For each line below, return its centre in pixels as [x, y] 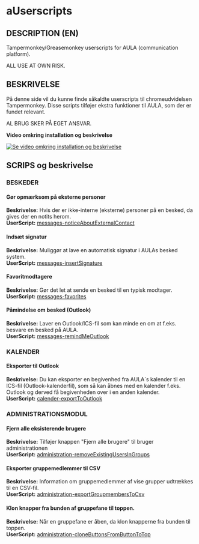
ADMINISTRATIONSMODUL [47, 414]
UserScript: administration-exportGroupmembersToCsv [75, 494]
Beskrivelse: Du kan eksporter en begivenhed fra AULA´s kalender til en [96, 379]
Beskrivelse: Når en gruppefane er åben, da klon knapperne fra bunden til [98, 521]
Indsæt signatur [26, 237]
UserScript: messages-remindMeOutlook [58, 336]
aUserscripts [39, 11]
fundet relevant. [26, 112]
